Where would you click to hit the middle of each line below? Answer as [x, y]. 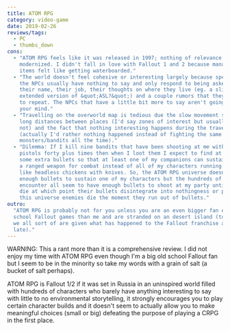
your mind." [36, 109]
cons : [15, 52]
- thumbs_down [33, 45]
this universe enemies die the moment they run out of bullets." [115, 198]
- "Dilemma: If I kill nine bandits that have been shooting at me [112, 147]
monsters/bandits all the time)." [68, 141]
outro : [16, 204]
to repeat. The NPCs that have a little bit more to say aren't [113, 103]
